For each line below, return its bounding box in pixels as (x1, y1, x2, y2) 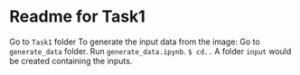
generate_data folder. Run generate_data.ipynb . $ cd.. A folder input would (9, 45, 292, 56)
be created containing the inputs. (9, 55, 133, 66)
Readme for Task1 (9, 6, 146, 27)
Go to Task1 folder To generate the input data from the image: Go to (9, 36, 260, 47)
